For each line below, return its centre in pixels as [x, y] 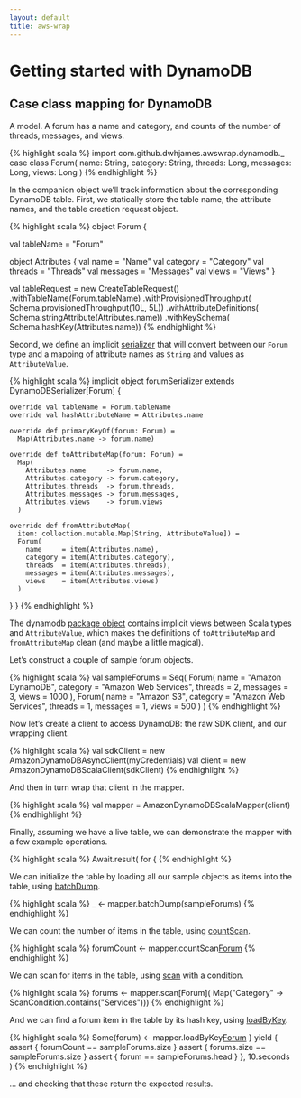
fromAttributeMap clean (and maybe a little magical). [107, 642]
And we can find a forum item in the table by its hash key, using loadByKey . [149, 1019]
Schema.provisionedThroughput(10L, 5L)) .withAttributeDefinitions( [134, 307]
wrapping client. [39, 733]
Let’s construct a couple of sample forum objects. [101, 659]
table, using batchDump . [55, 886]
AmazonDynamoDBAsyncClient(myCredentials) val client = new [128, 760]
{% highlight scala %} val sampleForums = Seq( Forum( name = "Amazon [146, 677]
